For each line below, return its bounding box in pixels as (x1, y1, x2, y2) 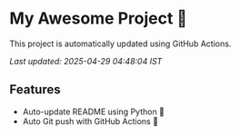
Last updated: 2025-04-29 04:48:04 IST (9, 55, 163, 66)
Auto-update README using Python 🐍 (22, 106, 165, 117)
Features (9, 82, 61, 98)
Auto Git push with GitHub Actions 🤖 (22, 115, 159, 126)
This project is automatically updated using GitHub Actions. (9, 38, 232, 49)
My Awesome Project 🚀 (9, 8, 188, 29)
